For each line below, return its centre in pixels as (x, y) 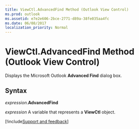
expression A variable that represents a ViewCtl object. (60, 112)
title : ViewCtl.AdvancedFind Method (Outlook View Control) (67, 9)
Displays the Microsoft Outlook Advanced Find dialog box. (63, 75)
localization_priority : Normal (37, 28)
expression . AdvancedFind (32, 102)
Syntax (16, 91)
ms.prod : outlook (23, 14)
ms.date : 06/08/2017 (26, 23)
